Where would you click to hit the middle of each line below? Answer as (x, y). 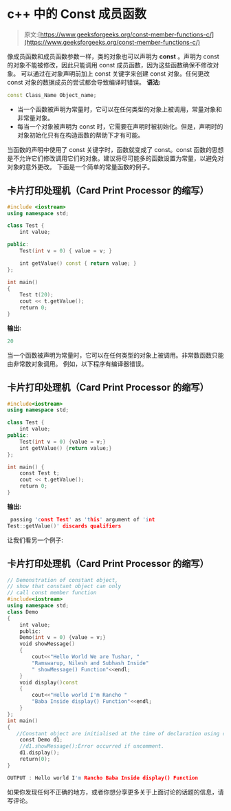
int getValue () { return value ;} (66, 448)
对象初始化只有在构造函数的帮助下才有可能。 (80, 135)
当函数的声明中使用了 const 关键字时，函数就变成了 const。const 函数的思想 (115, 149)
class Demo (23, 612)
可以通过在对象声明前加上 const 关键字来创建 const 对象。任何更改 (115, 74)
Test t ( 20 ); (36, 295)
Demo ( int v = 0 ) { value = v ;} (63, 638)
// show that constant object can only (64, 586)
